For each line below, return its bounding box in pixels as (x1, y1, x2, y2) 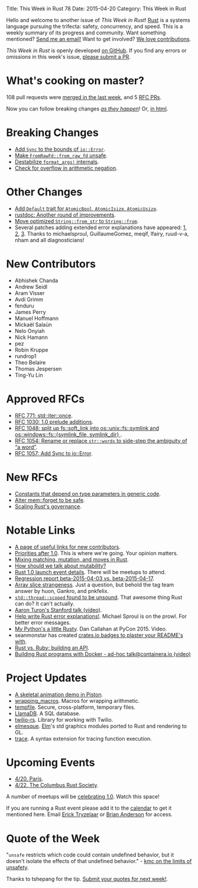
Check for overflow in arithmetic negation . (14, 164, 118, 172)
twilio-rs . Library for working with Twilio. (14, 716, 113, 723)
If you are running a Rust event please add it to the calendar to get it (6, 804, 172, 812)
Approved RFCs (6, 392, 85, 405)
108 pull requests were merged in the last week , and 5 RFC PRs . (6, 93, 161, 100)
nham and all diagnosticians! (14, 236, 85, 243)
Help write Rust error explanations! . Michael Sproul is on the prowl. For (14, 613, 187, 620)
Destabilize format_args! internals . (14, 158, 99, 165)
